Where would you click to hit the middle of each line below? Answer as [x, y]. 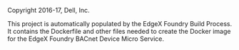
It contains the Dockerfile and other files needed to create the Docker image [119, 31]
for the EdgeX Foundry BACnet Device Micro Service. [86, 39]
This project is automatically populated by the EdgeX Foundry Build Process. [120, 24]
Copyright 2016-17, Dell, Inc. [49, 10]
